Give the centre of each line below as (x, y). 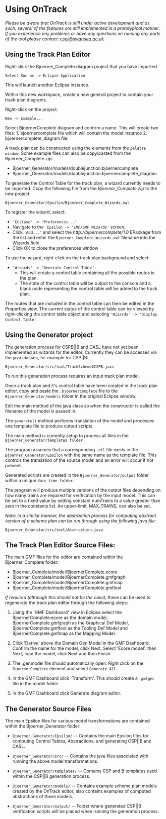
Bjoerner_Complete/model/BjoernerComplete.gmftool (67, 588)
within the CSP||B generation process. (51, 776)
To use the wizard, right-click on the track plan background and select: (78, 258)
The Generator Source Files (48, 709)
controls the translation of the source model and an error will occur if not (79, 460)
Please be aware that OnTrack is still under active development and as (78, 23)
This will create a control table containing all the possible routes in (87, 273)
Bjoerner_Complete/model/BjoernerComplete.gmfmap (67, 583)
